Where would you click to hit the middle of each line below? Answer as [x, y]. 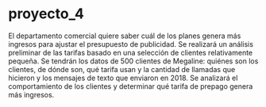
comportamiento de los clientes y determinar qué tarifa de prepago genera [131, 86]
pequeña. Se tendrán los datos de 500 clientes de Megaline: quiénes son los [133, 61]
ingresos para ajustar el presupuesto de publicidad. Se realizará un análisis [131, 44]
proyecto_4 [46, 14]
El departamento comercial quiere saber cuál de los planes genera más [125, 36]
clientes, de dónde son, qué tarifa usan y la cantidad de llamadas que [122, 69]
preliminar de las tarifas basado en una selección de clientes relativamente [131, 52]
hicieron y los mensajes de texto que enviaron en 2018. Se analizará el [123, 78]
